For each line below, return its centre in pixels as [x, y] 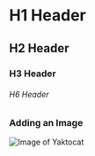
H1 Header [47, 16]
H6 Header [29, 95]
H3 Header [33, 74]
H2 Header [39, 48]
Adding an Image [46, 122]
